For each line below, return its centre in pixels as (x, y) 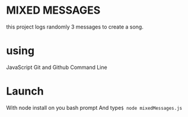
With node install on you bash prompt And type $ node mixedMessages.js (94, 107)
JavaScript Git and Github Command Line (57, 67)
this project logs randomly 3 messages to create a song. (75, 27)
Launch (25, 91)
